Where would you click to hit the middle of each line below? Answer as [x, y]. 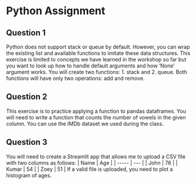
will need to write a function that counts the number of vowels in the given [96, 117]
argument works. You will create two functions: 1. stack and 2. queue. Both [97, 72]
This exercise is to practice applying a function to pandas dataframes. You [96, 111]
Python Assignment [56, 11]
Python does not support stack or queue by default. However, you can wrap [98, 47]
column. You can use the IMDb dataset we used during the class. [85, 124]
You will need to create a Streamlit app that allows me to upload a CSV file [96, 156]
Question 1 [26, 33]
